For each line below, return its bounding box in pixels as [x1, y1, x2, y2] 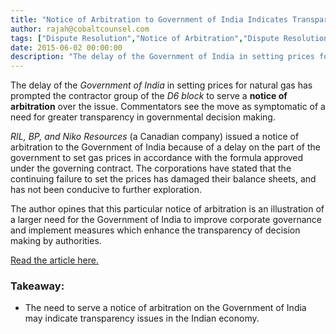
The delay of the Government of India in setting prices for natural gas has [10, 79, 313, 91]
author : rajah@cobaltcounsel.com [10, 24, 150, 34]
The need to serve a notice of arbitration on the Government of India [24, 302, 307, 314]
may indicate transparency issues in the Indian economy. [24, 312, 260, 325]
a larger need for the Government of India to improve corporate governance [10, 214, 322, 226]
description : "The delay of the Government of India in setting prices [10, 52, 315, 62]
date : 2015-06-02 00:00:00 [10, 42, 123, 53]
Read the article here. [10, 254, 99, 266]
